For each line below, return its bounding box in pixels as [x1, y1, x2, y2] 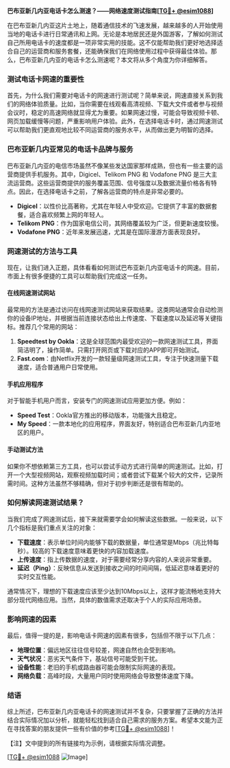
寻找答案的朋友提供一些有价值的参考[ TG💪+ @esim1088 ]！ [12, 725, 176, 733]
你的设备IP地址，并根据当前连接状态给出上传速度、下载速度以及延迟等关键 [7, 314, 217, 322]
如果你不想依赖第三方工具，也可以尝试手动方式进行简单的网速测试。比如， [7, 462, 217, 470]
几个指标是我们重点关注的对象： [7, 523, 97, 532]
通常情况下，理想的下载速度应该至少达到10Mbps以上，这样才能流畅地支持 [7, 587, 216, 595]
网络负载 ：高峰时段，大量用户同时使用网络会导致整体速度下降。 [16, 672, 197, 680]
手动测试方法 [7, 445, 43, 453]
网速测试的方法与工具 [7, 247, 77, 256]
